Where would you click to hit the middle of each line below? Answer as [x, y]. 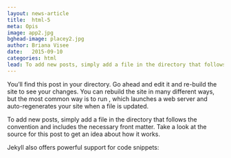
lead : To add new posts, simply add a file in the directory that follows [117, 65]
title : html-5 [29, 20]
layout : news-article [38, 13]
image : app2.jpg [30, 33]
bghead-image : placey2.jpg [46, 39]
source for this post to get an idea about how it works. [84, 134]
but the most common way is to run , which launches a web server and [107, 99]
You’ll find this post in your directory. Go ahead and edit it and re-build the [112, 84]
